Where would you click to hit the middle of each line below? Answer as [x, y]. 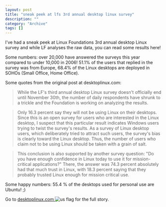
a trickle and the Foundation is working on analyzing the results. [83, 103]
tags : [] [14, 28]
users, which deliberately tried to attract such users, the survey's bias [89, 134]
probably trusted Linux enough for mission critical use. [73, 175]
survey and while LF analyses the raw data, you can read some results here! [83, 48]
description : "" [22, 19]
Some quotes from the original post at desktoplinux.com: [63, 83]
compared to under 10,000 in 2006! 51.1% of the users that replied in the [79, 63]
